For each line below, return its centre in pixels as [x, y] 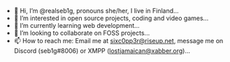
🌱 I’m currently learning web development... [77, 25]
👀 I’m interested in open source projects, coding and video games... [111, 18]
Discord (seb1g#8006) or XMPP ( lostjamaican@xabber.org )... [102, 51]
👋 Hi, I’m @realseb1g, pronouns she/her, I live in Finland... [96, 11]
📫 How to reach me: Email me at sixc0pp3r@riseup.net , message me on [118, 41]
